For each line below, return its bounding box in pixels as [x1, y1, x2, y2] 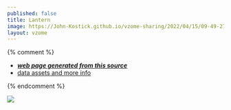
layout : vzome [7, 29, 48, 36]
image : [7, 23, 26, 30]
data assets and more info [16, 69, 91, 77]
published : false [7, 10, 57, 17]
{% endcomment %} [7, 82, 65, 90]
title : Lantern [7, 16, 51, 23]
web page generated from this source [16, 61, 128, 69]
